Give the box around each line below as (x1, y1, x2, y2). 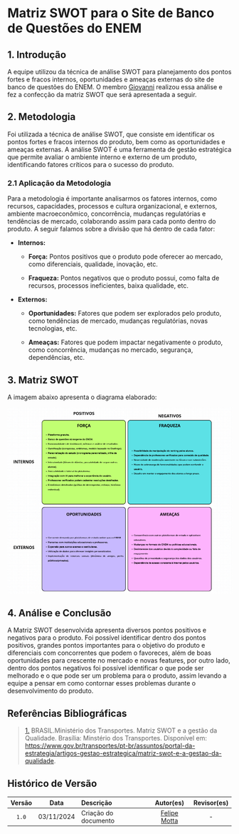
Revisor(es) (193, 798, 229, 807)
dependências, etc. (28, 353, 85, 362)
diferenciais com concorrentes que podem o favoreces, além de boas (7, 648, 212, 658)
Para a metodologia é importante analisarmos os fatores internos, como (7, 194, 218, 203)
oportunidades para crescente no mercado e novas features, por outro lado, (7, 656, 230, 665)
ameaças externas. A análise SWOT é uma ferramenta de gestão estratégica (7, 145, 232, 154)
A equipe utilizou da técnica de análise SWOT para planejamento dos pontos (7, 68, 232, 76)
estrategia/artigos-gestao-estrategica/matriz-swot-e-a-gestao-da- (24, 749, 222, 758)
